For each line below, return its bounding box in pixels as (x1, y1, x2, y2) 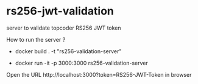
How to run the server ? (6, 36, 66, 43)
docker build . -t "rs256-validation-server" (15, 47, 122, 55)
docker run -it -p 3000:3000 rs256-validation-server (15, 59, 148, 66)
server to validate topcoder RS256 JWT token (6, 24, 121, 31)
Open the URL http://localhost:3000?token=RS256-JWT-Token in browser (6, 71, 192, 78)
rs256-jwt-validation (6, 4, 114, 18)
